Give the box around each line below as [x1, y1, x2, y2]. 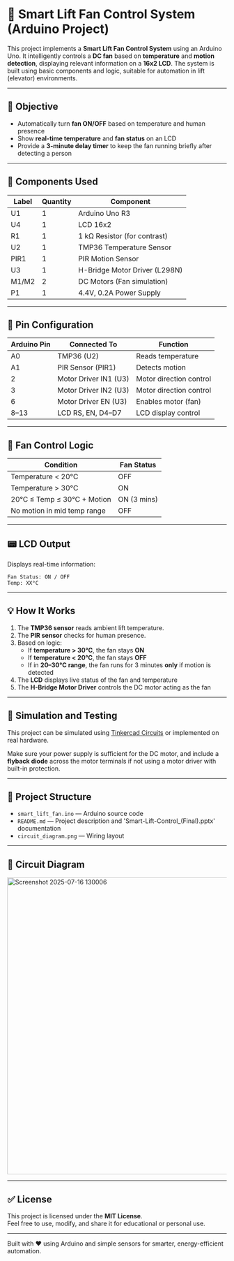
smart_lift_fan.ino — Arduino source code [17, 810, 144, 818]
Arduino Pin [10, 340, 51, 349]
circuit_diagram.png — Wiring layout [17, 831, 125, 840]
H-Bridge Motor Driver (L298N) [78, 265, 183, 275]
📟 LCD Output [7, 538, 71, 550]
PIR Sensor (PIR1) [57, 363, 116, 372]
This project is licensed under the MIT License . [7, 1212, 143, 1220]
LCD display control [135, 408, 201, 418]
